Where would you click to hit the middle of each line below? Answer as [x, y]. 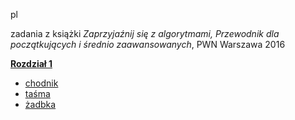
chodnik [41, 83]
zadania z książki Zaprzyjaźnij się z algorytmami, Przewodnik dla [145, 33]
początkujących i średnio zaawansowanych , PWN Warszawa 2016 [148, 44]
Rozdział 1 [31, 63]
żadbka [40, 104]
